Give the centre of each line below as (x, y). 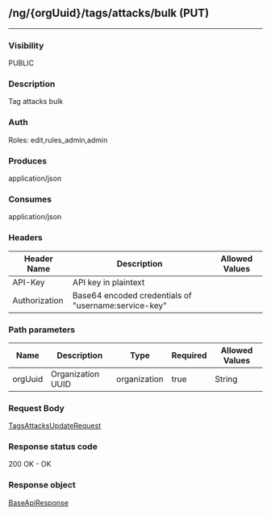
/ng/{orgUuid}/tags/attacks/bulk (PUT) (109, 13)
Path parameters (42, 330)
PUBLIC (21, 63)
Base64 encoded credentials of (132, 295)
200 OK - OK (30, 464)
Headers (25, 238)
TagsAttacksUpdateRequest (55, 426)
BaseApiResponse (38, 502)
